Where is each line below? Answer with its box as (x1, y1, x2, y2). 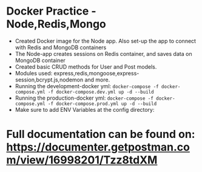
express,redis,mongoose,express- (53, 69, 140, 77)
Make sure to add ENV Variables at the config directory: (15, 106, 155, 113)
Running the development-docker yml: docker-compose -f (15, 82, 159, 89)
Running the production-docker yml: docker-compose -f (15, 94, 153, 101)
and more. (84, 76, 110, 83)
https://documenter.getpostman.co (6, 140, 190, 154)
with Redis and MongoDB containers (15, 44, 107, 51)
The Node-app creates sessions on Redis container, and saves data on (15, 50, 192, 57)
